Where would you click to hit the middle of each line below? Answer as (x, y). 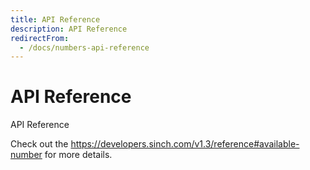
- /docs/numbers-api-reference (84, 47)
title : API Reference (55, 19)
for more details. (78, 155)
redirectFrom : (40, 38)
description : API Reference (69, 29)
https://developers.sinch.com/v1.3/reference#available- (185, 144)
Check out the (39, 144)
